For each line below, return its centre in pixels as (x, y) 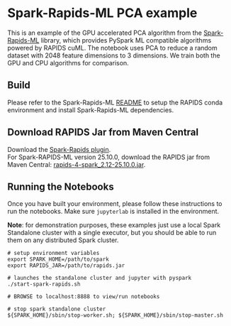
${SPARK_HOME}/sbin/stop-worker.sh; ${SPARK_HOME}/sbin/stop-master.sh (115, 315)
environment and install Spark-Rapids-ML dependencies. (91, 110)
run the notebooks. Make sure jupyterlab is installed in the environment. (113, 212)
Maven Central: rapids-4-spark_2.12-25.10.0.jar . (77, 164)
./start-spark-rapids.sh (44, 284)
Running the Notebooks (61, 186)
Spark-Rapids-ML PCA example (102, 13)
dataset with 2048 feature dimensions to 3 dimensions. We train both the (114, 55)
